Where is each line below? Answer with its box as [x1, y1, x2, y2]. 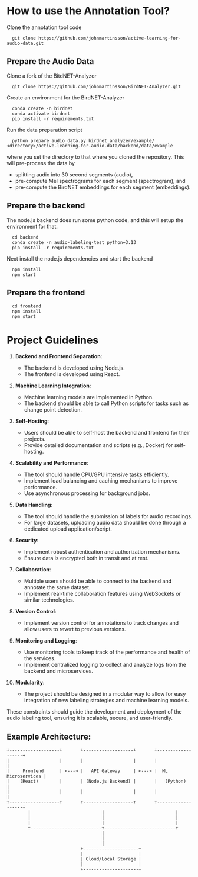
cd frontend [12, 303, 42, 309]
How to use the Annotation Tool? [6, 4, 170, 18]
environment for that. [6, 223, 58, 230]
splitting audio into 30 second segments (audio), [15, 171, 133, 178]
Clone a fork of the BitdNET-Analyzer [6, 72, 97, 79]
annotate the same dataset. [24, 584, 91, 591]
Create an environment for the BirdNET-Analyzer [6, 94, 124, 101]
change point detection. [24, 406, 82, 413]
